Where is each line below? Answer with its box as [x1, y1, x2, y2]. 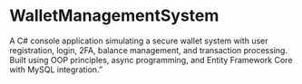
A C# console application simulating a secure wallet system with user [9, 35, 269, 46]
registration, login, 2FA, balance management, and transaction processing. [9, 44, 288, 55]
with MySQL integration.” [9, 64, 102, 75]
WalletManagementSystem [9, 5, 219, 26]
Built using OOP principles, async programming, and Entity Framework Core [9, 54, 293, 65]
